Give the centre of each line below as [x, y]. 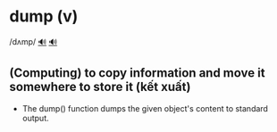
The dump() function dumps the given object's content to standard [145, 108]
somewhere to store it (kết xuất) [100, 87]
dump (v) [44, 16]
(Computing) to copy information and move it [137, 73]
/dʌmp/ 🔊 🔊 [34, 41]
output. [35, 118]
